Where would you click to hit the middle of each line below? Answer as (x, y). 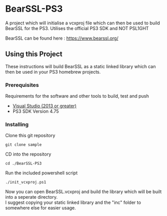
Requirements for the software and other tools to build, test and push (77, 96)
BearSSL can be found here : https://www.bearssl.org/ (62, 38)
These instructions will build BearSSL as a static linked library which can (80, 66)
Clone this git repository (30, 136)
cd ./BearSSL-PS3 (24, 164)
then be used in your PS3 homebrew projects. (53, 72)
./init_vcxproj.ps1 (26, 182)
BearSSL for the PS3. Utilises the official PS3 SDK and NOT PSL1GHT (77, 28)
